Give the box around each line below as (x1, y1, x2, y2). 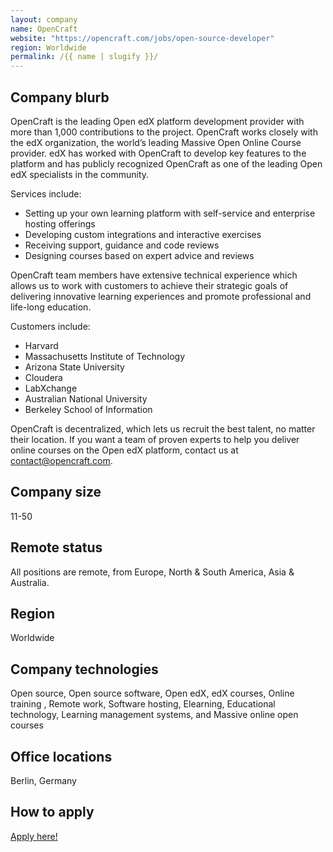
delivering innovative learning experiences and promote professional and (10, 290, 312, 302)
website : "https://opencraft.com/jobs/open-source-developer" (10, 33, 275, 43)
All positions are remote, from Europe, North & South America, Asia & (10, 566, 295, 578)
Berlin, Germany (10, 775, 77, 786)
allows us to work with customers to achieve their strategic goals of (10, 279, 289, 291)
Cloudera (24, 371, 63, 383)
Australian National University (24, 392, 148, 405)
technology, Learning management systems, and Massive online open (10, 709, 299, 721)
